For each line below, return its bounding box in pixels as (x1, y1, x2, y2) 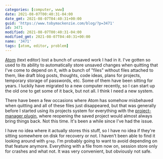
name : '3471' (5, 39, 32, 44)
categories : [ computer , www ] (5, 7, 64, 12)
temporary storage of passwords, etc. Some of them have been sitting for (5, 78, 153, 83)
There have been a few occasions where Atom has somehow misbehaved (5, 97, 154, 103)
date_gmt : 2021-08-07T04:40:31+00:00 (5, 16, 82, 21)
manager (5, 113, 23, 119)
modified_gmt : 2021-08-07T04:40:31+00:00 (5, 35, 91, 40)
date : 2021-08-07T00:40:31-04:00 (5, 12, 73, 17)
